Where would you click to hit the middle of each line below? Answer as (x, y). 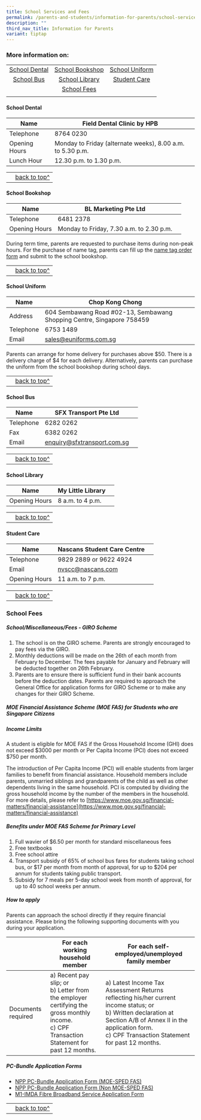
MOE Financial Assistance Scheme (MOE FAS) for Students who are (92, 707)
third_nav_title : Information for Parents (60, 28)
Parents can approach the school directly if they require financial (86, 915)
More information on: (38, 55)
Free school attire (36, 854)
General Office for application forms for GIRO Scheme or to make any (100, 687)
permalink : (20, 17)
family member (149, 961)
